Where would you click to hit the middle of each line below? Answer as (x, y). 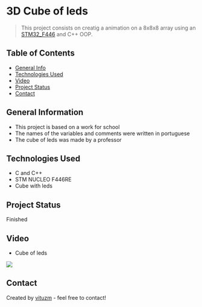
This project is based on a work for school (67, 127)
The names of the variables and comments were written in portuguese (102, 133)
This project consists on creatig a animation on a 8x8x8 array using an (108, 28)
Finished (17, 220)
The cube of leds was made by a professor (68, 139)
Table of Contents (41, 53)
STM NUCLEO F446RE (43, 180)
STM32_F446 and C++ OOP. (57, 34)
